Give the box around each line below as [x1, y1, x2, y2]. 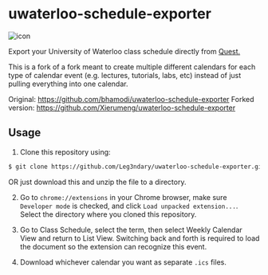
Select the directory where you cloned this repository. [19, 209, 197, 219]
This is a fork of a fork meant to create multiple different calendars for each [8, 61, 256, 72]
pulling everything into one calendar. [8, 79, 128, 88]
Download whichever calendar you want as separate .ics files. [19, 257, 227, 267]
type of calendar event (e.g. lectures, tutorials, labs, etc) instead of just [8, 70, 242, 80]
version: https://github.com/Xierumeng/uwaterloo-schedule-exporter [8, 103, 236, 112]
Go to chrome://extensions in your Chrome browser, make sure [19, 192, 227, 202]
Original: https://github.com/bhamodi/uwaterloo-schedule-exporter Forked [8, 94, 254, 104]
